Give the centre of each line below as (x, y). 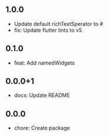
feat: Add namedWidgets (44, 63)
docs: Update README (42, 95)
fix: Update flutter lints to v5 (48, 30)
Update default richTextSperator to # (59, 24)
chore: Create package (42, 128)
